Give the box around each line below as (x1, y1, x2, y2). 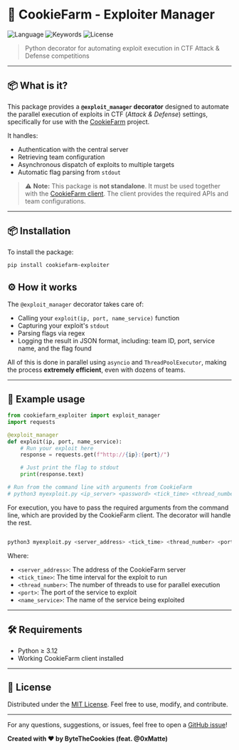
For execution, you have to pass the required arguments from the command (7, 503, 229, 512)
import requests (7, 418, 55, 425)
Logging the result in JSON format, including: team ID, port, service (17, 337, 216, 345)
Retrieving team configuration (17, 153, 105, 161)
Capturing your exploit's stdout (17, 321, 110, 330)
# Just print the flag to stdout (20, 464, 119, 472)
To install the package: (7, 248, 74, 256)
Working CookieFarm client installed (17, 654, 124, 662)
